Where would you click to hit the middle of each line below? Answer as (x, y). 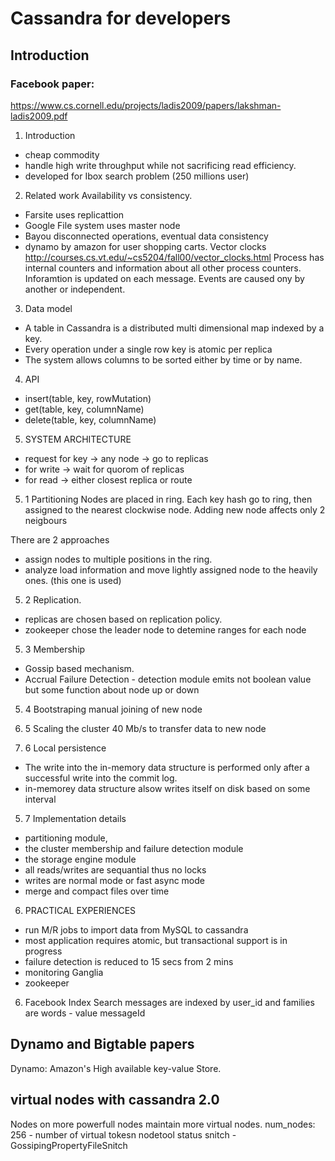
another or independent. (75, 289)
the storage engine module (80, 859)
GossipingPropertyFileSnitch (69, 1145)
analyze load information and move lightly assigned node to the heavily (171, 569)
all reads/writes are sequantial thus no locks (115, 869)
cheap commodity (62, 154)
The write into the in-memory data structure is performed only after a (167, 767)
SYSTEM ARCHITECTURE (78, 439)
